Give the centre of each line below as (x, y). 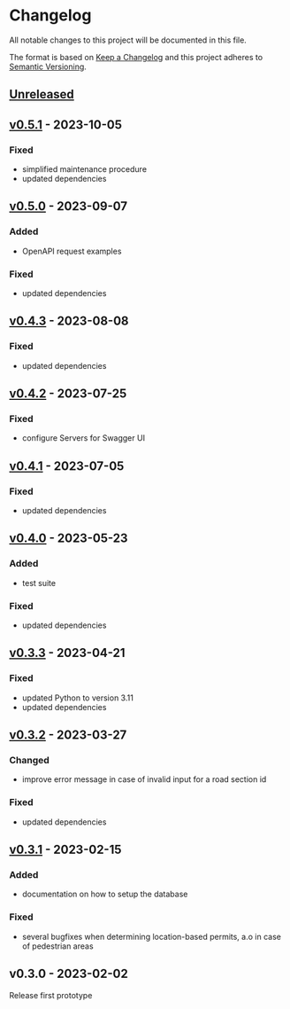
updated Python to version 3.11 (78, 698)
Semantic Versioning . (48, 66)
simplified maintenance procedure (84, 169)
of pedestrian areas (58, 946)
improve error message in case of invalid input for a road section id (144, 779)
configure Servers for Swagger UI (84, 438)
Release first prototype (51, 995)
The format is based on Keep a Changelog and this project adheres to (136, 57)
